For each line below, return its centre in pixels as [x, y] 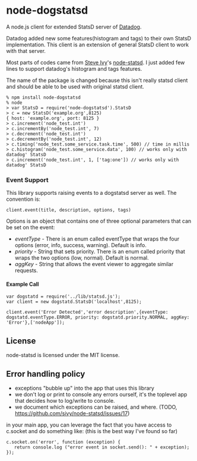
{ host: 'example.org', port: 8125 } [53, 118]
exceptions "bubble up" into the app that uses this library [84, 388]
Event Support [27, 180]
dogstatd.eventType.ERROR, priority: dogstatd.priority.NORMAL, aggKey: [98, 318]
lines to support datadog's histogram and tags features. [74, 68]
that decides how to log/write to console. [65, 401]
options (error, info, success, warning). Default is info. [80, 245]
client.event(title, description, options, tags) [69, 210]
